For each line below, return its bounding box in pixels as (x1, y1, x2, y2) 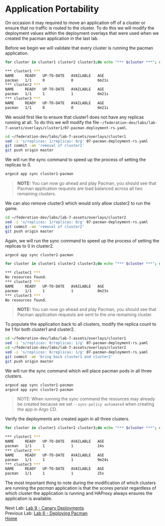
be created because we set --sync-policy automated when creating (17, 401, 155, 407)
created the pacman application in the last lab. (5, 35, 99, 41)
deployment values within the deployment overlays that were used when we (5, 30, 159, 36)
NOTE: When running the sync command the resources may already (17, 396, 156, 402)
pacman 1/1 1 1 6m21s (5, 92, 109, 96)
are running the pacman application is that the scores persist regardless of (5, 485, 156, 491)
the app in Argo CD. (17, 406, 57, 412)
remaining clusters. (17, 191, 56, 197)
